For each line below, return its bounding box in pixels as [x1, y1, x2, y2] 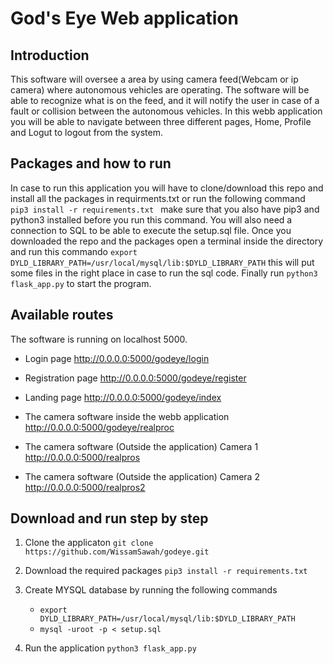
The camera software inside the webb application [24, 410, 230, 422]
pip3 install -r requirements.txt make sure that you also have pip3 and [10, 203, 320, 215]
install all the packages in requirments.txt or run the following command [10, 192, 306, 204]
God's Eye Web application [10, 7, 239, 30]
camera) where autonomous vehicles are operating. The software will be [10, 84, 310, 96]
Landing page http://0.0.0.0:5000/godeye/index [24, 391, 222, 403]
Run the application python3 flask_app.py [24, 642, 197, 654]
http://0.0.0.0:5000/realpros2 [24, 481, 146, 493]
